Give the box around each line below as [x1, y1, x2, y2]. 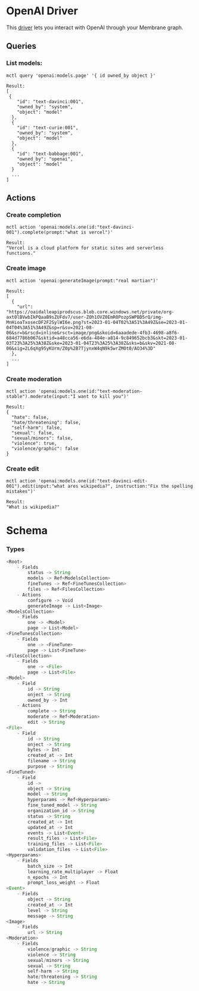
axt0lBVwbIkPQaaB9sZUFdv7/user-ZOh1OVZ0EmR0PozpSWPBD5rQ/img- [6, 314, 164, 320]
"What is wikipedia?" [6, 504, 60, 510]
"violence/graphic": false [11, 445, 79, 451]
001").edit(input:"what [6, 484, 66, 490]
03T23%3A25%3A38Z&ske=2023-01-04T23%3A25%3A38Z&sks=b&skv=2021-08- [6, 340, 178, 346]
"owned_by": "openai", [17, 156, 73, 162]
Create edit [6, 465, 39, 473]
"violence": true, [11, 440, 58, 446]
